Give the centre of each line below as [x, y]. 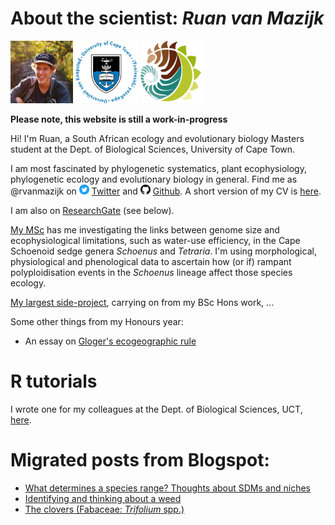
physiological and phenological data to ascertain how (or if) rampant [151, 261]
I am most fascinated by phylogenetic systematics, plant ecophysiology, [158, 168]
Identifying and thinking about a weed [103, 498]
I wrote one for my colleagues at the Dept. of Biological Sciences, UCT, [156, 409]
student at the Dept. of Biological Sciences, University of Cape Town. [153, 149]
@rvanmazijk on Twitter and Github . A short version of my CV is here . [166, 191]
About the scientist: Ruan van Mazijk [167, 18]
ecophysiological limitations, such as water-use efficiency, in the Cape [155, 240]
